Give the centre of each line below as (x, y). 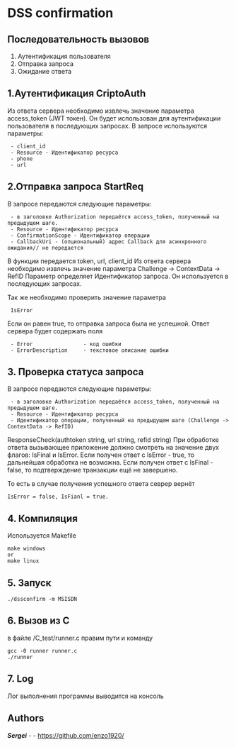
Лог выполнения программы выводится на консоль (85, 696)
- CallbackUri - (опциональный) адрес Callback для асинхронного (108, 242)
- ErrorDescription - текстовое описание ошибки (90, 350)
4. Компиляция (42, 518)
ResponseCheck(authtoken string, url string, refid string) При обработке (113, 440)
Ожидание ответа (45, 71)
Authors (26, 718)
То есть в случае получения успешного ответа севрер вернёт (101, 484)
